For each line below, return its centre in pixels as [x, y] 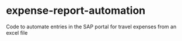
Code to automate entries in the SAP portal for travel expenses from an [91, 27]
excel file [17, 32]
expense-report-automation [76, 11]
